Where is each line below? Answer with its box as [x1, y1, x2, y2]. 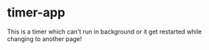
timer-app [7, 5, 66, 21]
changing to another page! [7, 34, 82, 42]
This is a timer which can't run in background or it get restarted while [7, 27, 202, 36]
